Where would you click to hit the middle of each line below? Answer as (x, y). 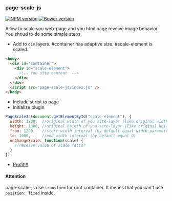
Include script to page (36, 102)
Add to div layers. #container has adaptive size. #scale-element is (82, 44)
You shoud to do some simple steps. (44, 34)
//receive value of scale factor (50, 145)
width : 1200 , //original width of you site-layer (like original (82, 122)
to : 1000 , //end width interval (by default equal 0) (73, 136)
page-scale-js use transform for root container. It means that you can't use (84, 188)
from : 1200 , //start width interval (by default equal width (79, 131)
